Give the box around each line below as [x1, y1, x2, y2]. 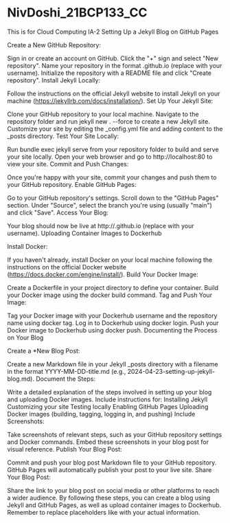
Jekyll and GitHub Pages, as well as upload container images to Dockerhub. [7, 500, 222, 509]
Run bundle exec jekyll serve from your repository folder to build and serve [7, 145, 219, 153]
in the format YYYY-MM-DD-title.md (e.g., [7, 367, 126, 375]
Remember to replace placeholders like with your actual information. [7, 508, 200, 516]
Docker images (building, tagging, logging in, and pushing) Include [7, 410, 196, 418]
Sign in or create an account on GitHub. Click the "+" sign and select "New [7, 54, 218, 63]
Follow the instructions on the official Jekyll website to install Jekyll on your [7, 89, 220, 98]
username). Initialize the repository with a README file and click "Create [7, 69, 211, 77]
